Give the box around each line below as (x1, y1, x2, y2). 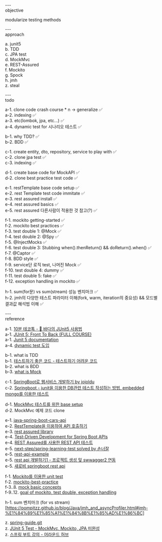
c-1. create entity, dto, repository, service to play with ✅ (5, 149, 117, 154)
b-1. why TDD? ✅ (5, 133, 40, 139)
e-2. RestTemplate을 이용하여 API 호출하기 (5, 423, 88, 429)
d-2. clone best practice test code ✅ (5, 175, 78, 181)
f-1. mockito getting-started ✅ (5, 217, 65, 223)
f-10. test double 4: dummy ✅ (5, 267, 64, 273)
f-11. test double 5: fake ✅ (5, 273, 57, 279)
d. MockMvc (5, 57, 30, 62)
